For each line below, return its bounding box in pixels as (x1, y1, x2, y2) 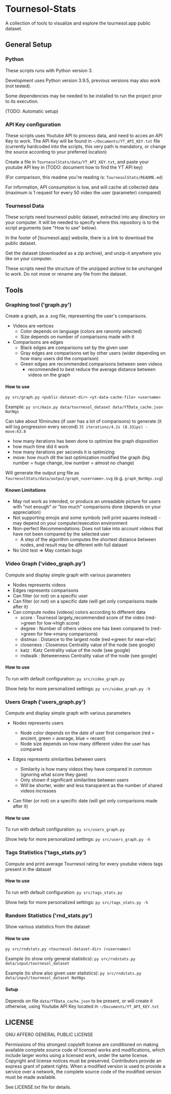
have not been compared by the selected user (12, 531, 110, 537)
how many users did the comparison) (20, 355, 99, 361)
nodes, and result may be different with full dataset (20, 542, 128, 548)
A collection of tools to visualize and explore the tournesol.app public (5, 20, 151, 26)
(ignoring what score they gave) (20, 772, 88, 778)
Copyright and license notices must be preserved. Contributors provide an (5, 1058, 162, 1064)
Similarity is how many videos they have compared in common (20, 766, 152, 772)
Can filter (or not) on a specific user (12, 592, 88, 598)
